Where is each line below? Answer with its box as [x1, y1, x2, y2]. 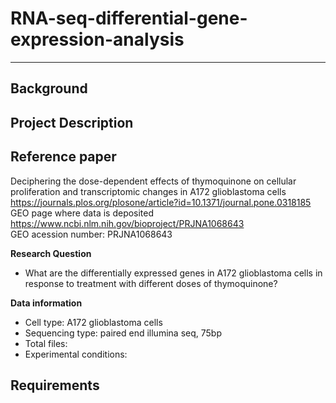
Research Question [10, 247, 92, 259]
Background [10, 80, 88, 97]
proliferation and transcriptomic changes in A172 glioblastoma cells [10, 185, 287, 197]
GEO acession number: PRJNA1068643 [10, 228, 173, 240]
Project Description [10, 114, 134, 131]
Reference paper [10, 148, 117, 166]
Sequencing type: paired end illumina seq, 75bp [24, 327, 222, 339]
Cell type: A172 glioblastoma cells [24, 316, 163, 328]
